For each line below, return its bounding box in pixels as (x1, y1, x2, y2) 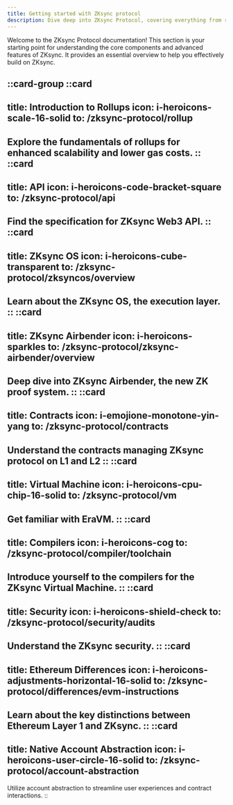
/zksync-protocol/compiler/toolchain (7, 547, 172, 559)
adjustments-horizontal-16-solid (7, 674, 152, 686)
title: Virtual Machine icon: (7, 479, 125, 490)
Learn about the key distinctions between (7, 709, 191, 721)
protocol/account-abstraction (7, 765, 139, 777)
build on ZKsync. (7, 58, 55, 66)
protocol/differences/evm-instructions (7, 686, 179, 697)
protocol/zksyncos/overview (7, 272, 135, 283)
